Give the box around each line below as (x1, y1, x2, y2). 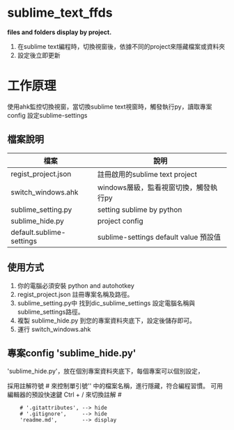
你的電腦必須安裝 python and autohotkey (17, 281, 134, 290)
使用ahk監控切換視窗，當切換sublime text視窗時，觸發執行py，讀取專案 (7, 102, 212, 111)
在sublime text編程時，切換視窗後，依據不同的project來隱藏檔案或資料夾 (17, 42, 226, 50)
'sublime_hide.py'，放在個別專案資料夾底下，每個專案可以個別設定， (7, 367, 204, 376)
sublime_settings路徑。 (17, 307, 84, 316)
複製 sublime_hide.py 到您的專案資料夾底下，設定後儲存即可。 (17, 316, 196, 325)
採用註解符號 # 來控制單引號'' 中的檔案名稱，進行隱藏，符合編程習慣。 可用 (7, 382, 224, 390)
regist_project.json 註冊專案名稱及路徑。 (17, 290, 134, 298)
